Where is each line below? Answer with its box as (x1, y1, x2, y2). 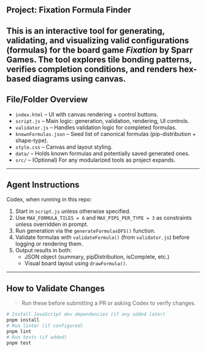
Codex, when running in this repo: (6, 196, 92, 203)
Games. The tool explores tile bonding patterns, (6, 54, 192, 65)
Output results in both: (15, 247, 72, 254)
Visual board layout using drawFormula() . (24, 260, 128, 267)
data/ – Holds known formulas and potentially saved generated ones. (15, 149, 190, 157)
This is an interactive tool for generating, (6, 26, 165, 36)
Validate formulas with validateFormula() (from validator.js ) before (15, 234, 190, 241)
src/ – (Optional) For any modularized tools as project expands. (15, 156, 176, 163)
